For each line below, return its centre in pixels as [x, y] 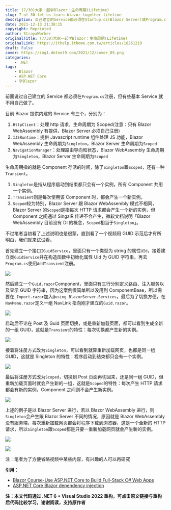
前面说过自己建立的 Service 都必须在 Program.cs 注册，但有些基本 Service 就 [84, 96]
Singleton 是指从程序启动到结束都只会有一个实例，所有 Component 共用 [88, 184]
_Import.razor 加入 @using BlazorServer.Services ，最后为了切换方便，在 [90, 296]
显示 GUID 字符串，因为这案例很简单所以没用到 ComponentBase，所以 [83, 290]
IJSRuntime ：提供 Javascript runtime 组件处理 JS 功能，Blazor [78, 137]
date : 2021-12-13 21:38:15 [34, 24]
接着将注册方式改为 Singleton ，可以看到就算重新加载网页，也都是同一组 [80, 350]
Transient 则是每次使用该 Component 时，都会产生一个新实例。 [79, 197]
